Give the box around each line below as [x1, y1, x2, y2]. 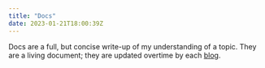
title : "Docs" [8, 11, 57, 20]
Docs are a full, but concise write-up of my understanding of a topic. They [8, 41, 257, 51]
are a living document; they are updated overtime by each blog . [8, 50, 221, 60]
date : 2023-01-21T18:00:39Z [8, 19, 104, 28]
